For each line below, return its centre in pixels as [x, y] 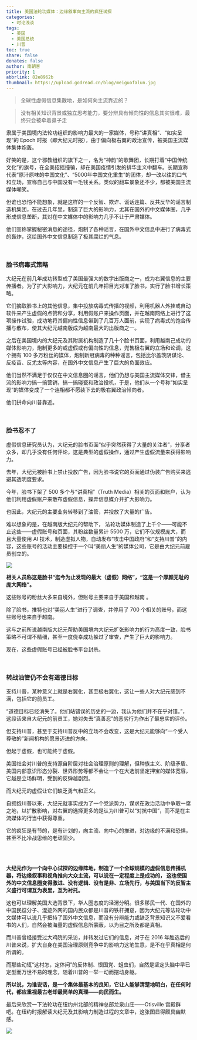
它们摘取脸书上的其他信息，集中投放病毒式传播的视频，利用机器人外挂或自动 [98, 306]
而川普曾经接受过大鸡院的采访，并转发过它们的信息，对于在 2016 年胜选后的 [98, 937]
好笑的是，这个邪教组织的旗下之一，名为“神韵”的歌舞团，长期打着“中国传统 [97, 160]
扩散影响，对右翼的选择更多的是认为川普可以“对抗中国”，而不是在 [106, 810]
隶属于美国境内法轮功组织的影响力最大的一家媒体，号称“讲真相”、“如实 [92, 133]
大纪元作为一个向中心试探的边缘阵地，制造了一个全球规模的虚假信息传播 [93, 868]
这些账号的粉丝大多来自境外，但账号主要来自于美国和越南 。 [79, 597]
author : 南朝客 [23, 66]
